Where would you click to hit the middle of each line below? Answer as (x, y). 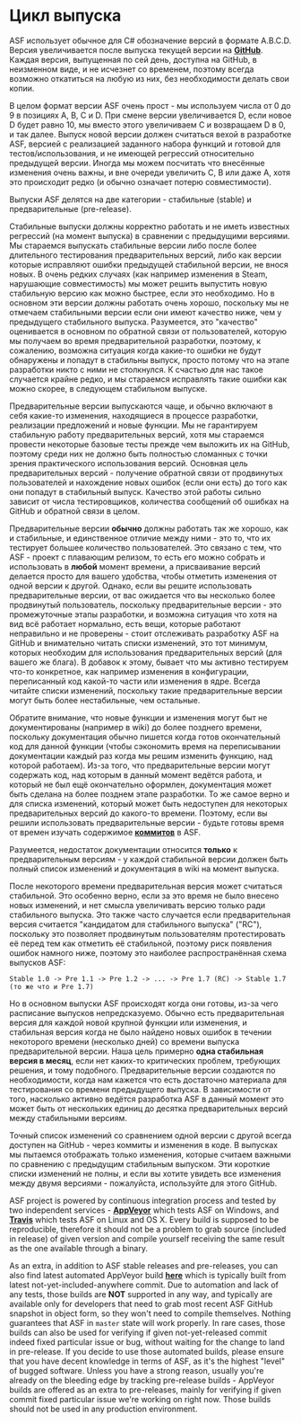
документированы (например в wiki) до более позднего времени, (136, 727)
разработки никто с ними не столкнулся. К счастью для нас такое (137, 369)
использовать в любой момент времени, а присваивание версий (135, 566)
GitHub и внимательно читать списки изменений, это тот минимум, (139, 642)
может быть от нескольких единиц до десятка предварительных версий (149, 1108)
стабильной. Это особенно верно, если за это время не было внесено (144, 896)
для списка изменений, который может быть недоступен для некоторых (149, 803)
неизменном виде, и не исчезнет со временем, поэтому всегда (132, 69)
